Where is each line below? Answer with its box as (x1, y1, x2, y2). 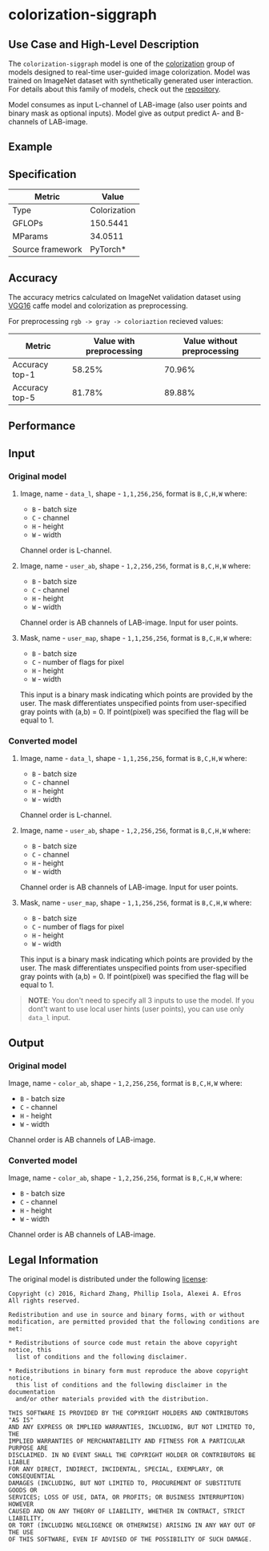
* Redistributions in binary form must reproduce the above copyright (8, 1367, 249, 1375)
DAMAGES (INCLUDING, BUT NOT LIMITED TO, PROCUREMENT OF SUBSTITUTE (8, 1480, 242, 1488)
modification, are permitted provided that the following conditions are (8, 1318, 260, 1326)
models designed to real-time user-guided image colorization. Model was (8, 67, 251, 77)
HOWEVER (8, 1500, 34, 1508)
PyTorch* (90, 244, 126, 255)
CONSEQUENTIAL (8, 1472, 56, 1480)
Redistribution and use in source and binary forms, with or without (8, 1311, 246, 1319)
